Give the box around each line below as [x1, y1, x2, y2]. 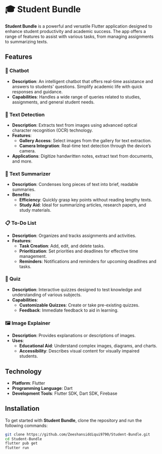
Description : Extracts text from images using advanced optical [12, 122, 138, 128]
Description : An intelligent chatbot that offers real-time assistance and [12, 78, 153, 84]
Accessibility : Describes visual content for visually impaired [19, 348, 139, 354]
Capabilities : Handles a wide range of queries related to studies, [12, 94, 141, 100]
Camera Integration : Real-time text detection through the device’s [19, 143, 151, 149]
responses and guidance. [12, 88, 63, 95]
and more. [12, 158, 33, 164]
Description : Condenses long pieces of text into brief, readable [12, 182, 139, 187]
